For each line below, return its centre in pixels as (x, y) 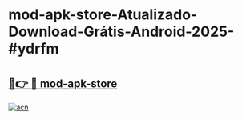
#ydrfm (34, 49)
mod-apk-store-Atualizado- (103, 15)
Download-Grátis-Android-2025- (121, 32)
